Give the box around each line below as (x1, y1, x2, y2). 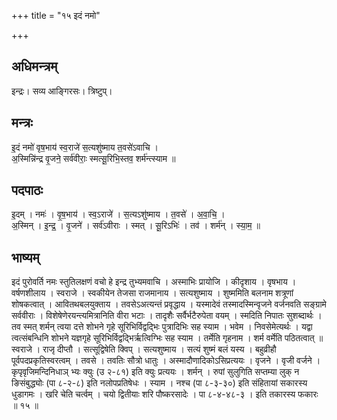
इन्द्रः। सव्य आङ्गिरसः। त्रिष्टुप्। (11, 85, 113, 97)
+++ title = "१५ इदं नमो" (11, 10, 101, 21)
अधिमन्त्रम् (11, 58, 58, 75)
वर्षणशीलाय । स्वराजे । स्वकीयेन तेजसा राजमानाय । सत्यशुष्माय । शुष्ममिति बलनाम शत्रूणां (11, 287, 294, 299)
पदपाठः (11, 182, 44, 199)
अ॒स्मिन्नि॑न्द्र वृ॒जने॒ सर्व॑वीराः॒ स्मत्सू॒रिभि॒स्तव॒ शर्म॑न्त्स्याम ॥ (11, 152, 176, 164)
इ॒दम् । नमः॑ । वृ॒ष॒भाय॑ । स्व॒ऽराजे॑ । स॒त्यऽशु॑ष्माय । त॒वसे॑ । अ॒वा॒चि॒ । (11, 208, 226, 220)
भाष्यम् (11, 249, 40, 266)
